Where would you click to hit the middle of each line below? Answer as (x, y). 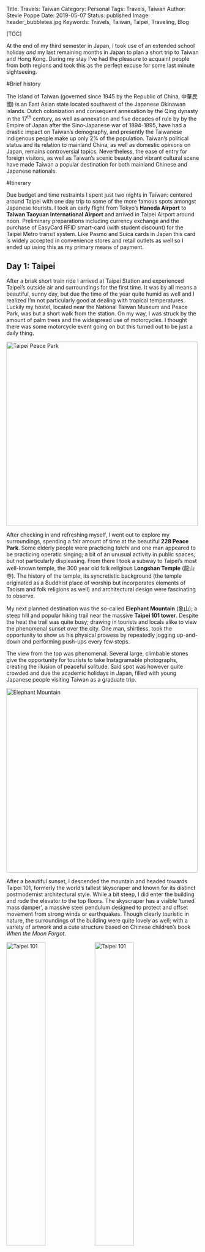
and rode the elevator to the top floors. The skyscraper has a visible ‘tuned (100, 901)
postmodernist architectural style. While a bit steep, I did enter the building (100, 894)
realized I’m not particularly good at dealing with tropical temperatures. (96, 301)
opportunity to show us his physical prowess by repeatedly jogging (91, 635)
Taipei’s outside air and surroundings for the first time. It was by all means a (102, 288)
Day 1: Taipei (31, 266)
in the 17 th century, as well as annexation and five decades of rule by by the (102, 118)
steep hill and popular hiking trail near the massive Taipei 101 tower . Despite (102, 616)
